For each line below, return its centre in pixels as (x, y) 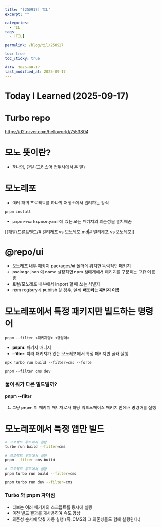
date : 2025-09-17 (22, 67)
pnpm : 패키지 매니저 (32, 347)
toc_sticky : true (22, 58)
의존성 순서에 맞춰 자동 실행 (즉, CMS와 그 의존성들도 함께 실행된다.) (76, 519)
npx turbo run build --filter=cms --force (48, 363)
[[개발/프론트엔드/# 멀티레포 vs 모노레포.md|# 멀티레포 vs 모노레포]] (70, 232)
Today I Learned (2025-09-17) (67, 96)
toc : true (15, 54)
